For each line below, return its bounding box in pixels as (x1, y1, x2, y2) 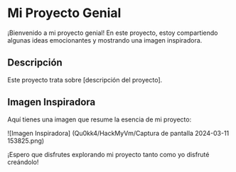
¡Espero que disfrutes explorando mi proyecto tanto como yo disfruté (7, 150, 210, 158)
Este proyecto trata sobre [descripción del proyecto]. (7, 75, 163, 84)
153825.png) (7, 136, 45, 145)
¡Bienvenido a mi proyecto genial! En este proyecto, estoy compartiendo (7, 28, 218, 37)
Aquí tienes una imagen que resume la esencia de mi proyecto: (7, 115, 192, 124)
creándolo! (7, 158, 39, 166)
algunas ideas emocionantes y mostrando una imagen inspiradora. (7, 36, 203, 44)
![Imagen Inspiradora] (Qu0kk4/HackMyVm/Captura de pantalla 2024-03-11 (7, 129, 230, 137)
